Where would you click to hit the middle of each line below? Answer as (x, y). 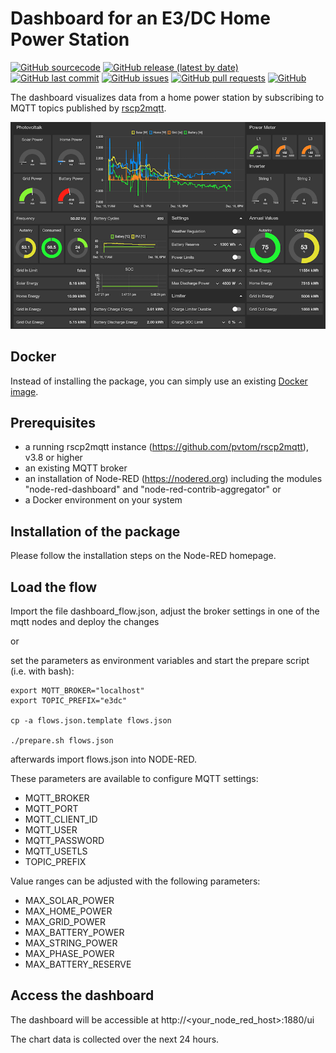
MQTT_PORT (51, 808)
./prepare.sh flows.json (62, 740)
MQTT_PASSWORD (64, 840)
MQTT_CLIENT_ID (61, 819)
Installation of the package (95, 531)
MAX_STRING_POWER (71, 943)
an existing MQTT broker (76, 468)
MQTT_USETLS (56, 851)
